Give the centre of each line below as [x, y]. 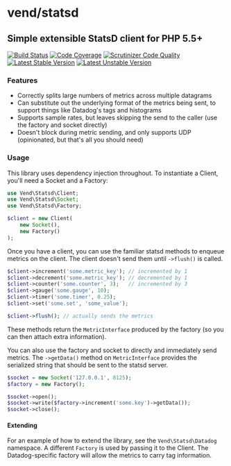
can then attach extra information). [57, 336]
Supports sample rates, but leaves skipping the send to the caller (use [117, 118]
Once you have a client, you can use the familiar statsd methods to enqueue [116, 251]
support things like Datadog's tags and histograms [89, 110]
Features [23, 80]
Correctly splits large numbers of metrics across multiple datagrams [114, 96]
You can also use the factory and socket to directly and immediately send [112, 350]
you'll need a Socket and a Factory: [58, 180]
